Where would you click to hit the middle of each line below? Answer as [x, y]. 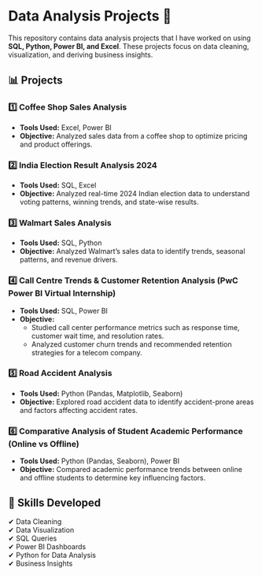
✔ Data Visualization [41, 530]
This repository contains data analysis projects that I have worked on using [130, 38]
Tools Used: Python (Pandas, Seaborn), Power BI [99, 461]
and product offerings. [56, 144]
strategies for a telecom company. [87, 352]
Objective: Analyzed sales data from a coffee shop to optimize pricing [133, 136]
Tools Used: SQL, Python [61, 243]
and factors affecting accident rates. [78, 410]
